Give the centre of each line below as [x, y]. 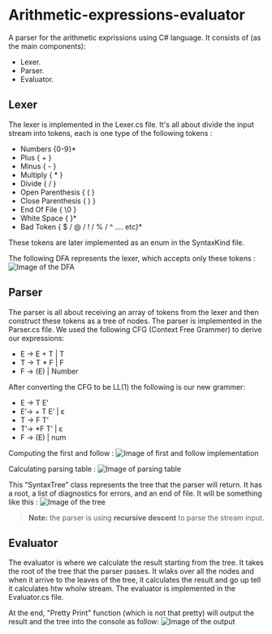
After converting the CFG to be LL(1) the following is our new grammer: [127, 387]
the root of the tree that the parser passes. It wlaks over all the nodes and [131, 571]
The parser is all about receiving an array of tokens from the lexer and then [134, 312]
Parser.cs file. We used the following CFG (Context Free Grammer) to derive [135, 329]
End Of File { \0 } [48, 209]
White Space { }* [48, 218]
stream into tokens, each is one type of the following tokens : [110, 133]
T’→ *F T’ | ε [41, 428]
